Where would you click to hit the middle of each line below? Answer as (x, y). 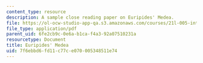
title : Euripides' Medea (37, 46)
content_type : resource (36, 12)
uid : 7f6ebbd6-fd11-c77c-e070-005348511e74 (62, 51)
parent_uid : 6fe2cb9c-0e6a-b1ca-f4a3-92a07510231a (71, 34)
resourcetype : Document (36, 40)
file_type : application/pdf (42, 28)
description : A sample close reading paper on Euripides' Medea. (90, 17)
